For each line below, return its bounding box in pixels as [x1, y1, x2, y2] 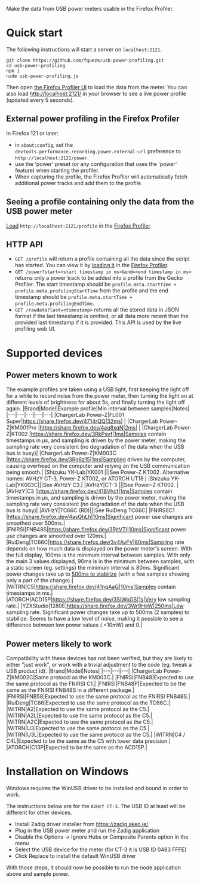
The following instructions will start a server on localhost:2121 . [6, 46, 162, 53]
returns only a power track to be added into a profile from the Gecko [14, 274, 183, 282]
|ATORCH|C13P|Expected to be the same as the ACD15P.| [6, 744, 147, 751]
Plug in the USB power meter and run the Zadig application [14, 827, 160, 834]
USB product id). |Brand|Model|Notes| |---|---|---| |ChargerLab [6, 667, 162, 675]
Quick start [6, 26, 63, 40]
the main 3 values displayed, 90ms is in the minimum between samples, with [6, 558, 195, 565]
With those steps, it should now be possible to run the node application [6, 864, 181, 871]
